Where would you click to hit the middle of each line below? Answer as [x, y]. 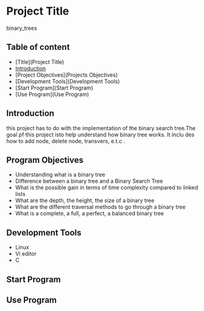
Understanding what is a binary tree [60, 175]
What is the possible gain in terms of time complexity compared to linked [107, 187]
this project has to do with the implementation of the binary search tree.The [101, 128]
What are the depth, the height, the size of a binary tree [85, 201]
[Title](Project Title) [40, 61]
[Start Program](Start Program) [54, 88]
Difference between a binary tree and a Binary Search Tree [89, 181]
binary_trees [22, 28]
